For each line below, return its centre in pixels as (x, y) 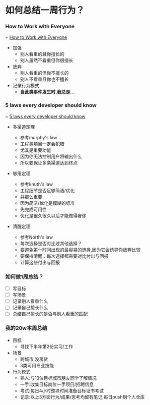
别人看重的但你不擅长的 (44, 73)
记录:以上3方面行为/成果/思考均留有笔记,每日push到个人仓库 (82, 397)
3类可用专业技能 (37, 365)
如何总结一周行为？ (45, 10)
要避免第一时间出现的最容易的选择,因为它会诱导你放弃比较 (80, 250)
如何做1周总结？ (24, 276)
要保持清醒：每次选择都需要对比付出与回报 (64, 256)
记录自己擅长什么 (30, 308)
